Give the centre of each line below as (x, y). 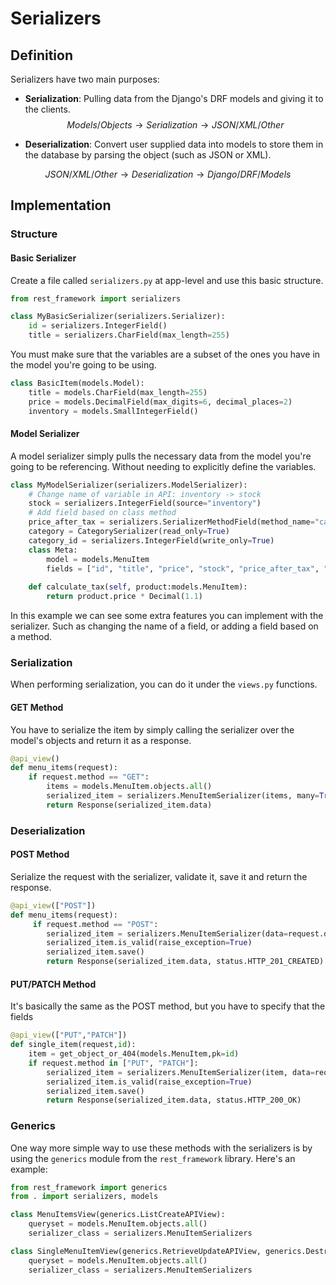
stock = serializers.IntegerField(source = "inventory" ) (145, 503)
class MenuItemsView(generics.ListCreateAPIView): (118, 1215)
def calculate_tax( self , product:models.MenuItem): (138, 587)
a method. (31, 637)
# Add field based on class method (102, 513)
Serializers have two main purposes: (85, 79)
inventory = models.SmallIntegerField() (113, 411)
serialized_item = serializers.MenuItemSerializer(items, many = (183, 796)
